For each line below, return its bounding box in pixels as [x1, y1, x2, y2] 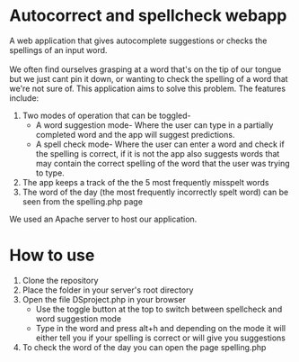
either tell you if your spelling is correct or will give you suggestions [35, 332, 286, 343]
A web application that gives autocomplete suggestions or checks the [9, 35, 268, 46]
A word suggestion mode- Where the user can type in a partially [35, 119, 274, 131]
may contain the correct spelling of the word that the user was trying [35, 158, 290, 168]
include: [9, 92, 40, 104]
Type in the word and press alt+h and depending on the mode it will [35, 322, 286, 333]
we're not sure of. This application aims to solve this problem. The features [9, 83, 286, 94]
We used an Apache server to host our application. [9, 213, 198, 224]
